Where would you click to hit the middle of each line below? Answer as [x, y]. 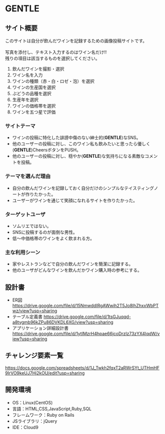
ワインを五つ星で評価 [34, 112]
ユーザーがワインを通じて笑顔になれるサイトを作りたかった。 [75, 200]
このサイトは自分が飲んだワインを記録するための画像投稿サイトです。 [76, 41]
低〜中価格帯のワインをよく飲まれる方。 [53, 238]
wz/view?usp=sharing [35, 311]
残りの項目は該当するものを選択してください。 [52, 58]
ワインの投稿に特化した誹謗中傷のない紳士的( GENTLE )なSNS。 [76, 138]
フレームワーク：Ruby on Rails [43, 415]
